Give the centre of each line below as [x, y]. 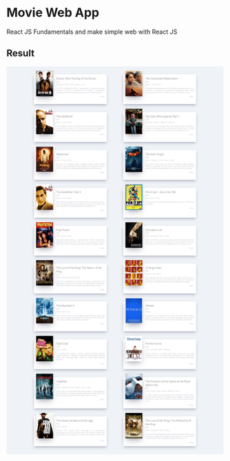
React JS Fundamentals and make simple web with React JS [92, 32]
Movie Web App [53, 13]
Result [21, 53]
